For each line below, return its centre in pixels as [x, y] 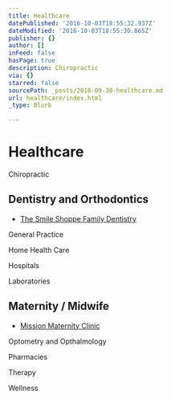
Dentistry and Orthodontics [79, 199]
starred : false [34, 83]
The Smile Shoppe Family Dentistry [78, 218]
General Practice [36, 234]
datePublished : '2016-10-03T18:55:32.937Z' [82, 23]
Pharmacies [28, 356]
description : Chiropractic [53, 68]
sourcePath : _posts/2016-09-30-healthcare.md [85, 90]
